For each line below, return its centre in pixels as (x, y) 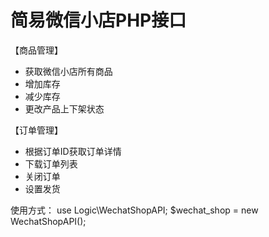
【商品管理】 (36, 50)
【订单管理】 (36, 130)
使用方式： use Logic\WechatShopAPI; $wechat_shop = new (134, 210)
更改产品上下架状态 (64, 108)
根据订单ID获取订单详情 (73, 151)
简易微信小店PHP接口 (98, 20)
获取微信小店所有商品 (68, 71)
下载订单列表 (51, 163)
